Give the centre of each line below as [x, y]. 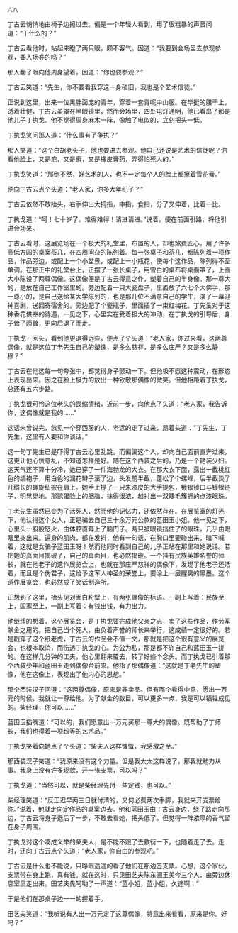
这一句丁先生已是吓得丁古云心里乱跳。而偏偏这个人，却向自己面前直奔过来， [119, 452]
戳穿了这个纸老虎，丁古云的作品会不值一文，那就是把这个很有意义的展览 [119, 639]
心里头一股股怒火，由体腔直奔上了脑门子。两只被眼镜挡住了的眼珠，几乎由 [116, 529]
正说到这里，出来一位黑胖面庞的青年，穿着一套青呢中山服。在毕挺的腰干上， [119, 102]
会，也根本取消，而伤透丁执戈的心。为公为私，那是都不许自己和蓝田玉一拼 [116, 647]
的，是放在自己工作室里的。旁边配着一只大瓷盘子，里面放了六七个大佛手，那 [119, 287]
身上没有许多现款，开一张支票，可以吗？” [86, 770]
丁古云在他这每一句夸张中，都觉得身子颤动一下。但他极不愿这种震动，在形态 [119, 371]
